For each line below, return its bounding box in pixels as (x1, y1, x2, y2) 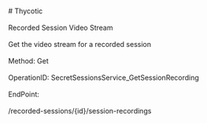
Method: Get (8, 56, 49, 65)
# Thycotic (8, 6, 43, 16)
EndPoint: (8, 89, 39, 99)
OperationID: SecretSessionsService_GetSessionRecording (8, 73, 199, 82)
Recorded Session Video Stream (8, 23, 113, 32)
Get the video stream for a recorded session (8, 40, 152, 49)
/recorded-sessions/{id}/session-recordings (8, 107, 152, 115)
